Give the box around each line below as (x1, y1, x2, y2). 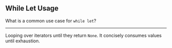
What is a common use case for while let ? (5, 17, 96, 23)
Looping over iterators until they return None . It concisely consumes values (5, 32, 162, 38)
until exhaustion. (5, 38, 40, 44)
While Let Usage (5, 4, 59, 13)
